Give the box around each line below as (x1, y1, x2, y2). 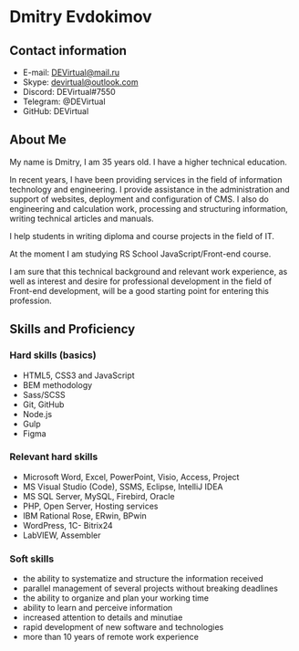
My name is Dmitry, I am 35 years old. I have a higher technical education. (9, 156, 287, 167)
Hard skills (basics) (9, 349, 98, 362)
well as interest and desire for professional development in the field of (9, 276, 272, 287)
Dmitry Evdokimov (9, 6, 152, 27)
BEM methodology (22, 379, 93, 390)
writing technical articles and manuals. (9, 213, 155, 224)
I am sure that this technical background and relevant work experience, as (9, 266, 288, 277)
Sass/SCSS (22, 389, 66, 400)
